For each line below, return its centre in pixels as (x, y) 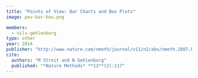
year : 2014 (19, 44)
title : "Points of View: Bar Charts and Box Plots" (71, 11)
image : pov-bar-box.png (35, 17)
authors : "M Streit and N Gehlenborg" (59, 60)
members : (17, 28)
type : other (21, 39)
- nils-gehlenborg (34, 33)
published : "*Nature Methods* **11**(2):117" (68, 66)
